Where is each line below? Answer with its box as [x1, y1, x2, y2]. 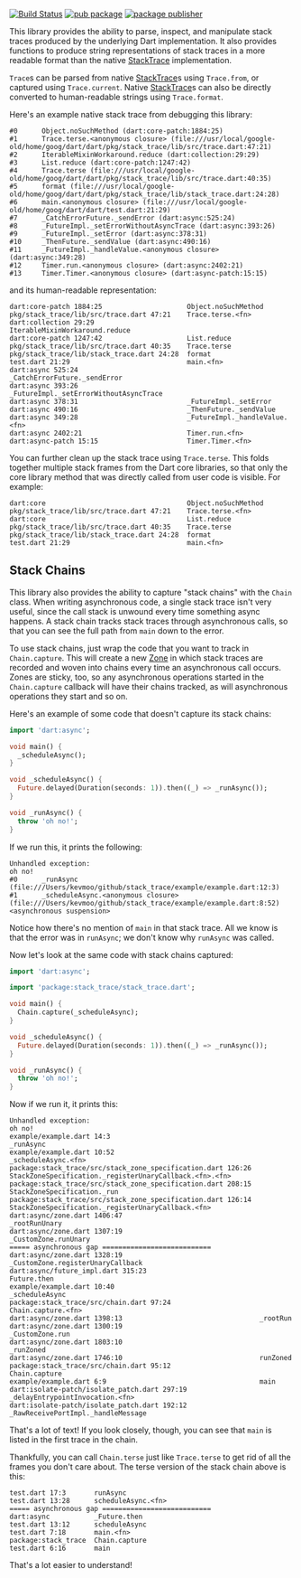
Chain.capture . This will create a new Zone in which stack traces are [9, 652, 264, 663]
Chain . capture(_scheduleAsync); [17, 1008, 140, 1017]
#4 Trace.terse [9, 166, 87, 175]
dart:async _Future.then [9, 1512, 143, 1522]
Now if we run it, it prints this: [9, 1099, 119, 1110]
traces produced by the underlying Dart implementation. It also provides [9, 36, 278, 46]
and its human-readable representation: [9, 285, 157, 296]
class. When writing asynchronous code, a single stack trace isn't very [9, 596, 272, 607]
